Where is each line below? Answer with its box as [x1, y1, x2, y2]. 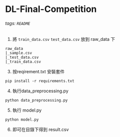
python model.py [5, 117, 39, 123]
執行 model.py [12, 107, 42, 113]
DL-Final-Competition [5, 3, 97, 15]
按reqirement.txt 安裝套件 [12, 69, 65, 75]
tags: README [5, 20, 30, 26]
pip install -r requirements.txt [5, 79, 75, 84]
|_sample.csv [5, 51, 32, 56]
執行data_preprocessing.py [12, 88, 69, 94]
